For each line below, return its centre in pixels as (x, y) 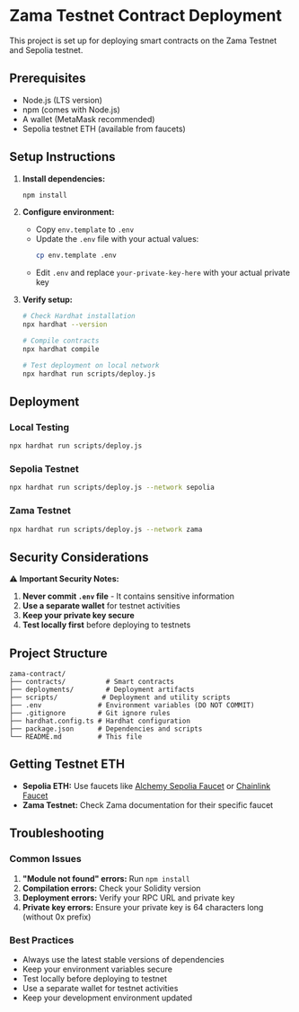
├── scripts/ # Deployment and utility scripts (120, 697)
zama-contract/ (38, 674)
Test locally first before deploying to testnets (106, 625)
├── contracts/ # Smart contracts (92, 682)
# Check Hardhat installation (79, 316)
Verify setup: (48, 300)
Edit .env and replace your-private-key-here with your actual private (163, 273)
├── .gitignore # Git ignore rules (90, 714)
